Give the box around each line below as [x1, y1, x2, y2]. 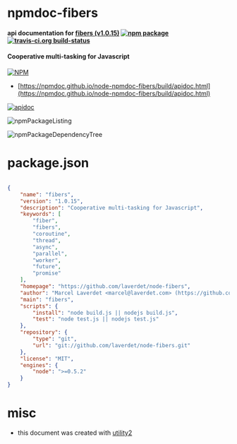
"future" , [32, 263, 61, 270]
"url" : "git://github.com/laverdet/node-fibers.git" [32, 342, 191, 349]
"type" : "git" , [32, 335, 78, 343]
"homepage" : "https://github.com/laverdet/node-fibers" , [20, 283, 191, 290]
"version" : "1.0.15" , [20, 198, 83, 205]
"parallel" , [32, 250, 68, 257]
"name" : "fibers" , [20, 191, 74, 198]
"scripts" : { [20, 302, 59, 310]
